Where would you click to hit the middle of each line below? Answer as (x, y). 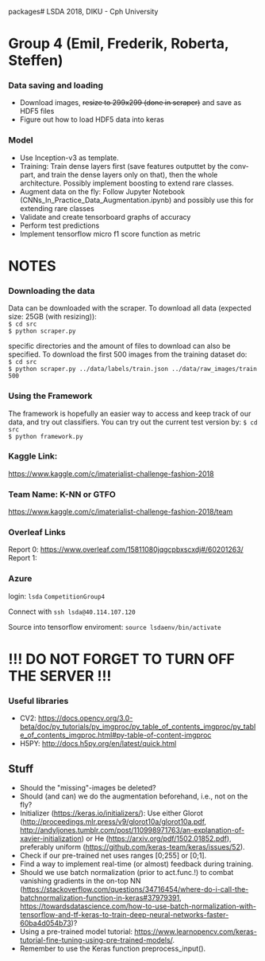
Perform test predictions (60, 225)
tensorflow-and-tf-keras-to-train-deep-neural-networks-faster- (124, 915)
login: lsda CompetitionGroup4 (57, 596)
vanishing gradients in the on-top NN (80, 881)
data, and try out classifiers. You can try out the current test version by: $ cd (133, 422)
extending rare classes (57, 208)
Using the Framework (50, 396)
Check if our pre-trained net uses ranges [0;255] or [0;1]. (113, 856)
